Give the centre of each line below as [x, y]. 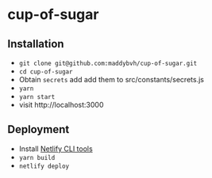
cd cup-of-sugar [46, 72]
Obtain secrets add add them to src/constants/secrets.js [111, 80]
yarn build [37, 157]
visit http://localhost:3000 [61, 105]
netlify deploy [44, 166]
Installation [36, 44]
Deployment [39, 129]
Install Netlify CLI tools [56, 149]
